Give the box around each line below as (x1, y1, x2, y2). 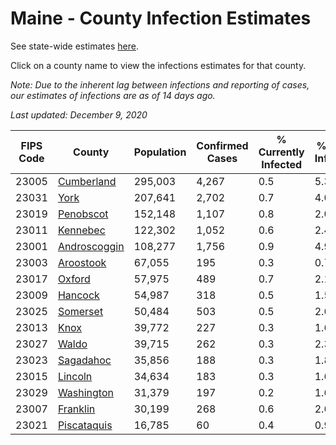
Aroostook (57, 255, 107, 269)
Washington (57, 385, 114, 399)
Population (133, 145, 187, 159)
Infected (261, 157, 303, 171)
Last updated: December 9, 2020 (10, 108, 148, 121)
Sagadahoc (57, 353, 112, 367)
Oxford (57, 272, 91, 286)
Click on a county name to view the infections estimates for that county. (10, 59, 307, 71)
